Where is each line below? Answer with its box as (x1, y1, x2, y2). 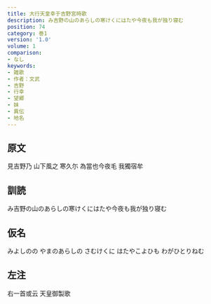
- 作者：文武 (7, 75, 40, 83)
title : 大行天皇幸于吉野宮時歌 (7, 10, 87, 18)
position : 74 (7, 23, 46, 30)
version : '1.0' (7, 36, 52, 43)
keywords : (7, 62, 36, 69)
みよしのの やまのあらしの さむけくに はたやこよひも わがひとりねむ (7, 247, 205, 256)
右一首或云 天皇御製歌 (7, 289, 71, 298)
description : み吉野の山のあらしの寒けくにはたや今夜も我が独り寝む (7, 17, 184, 24)
